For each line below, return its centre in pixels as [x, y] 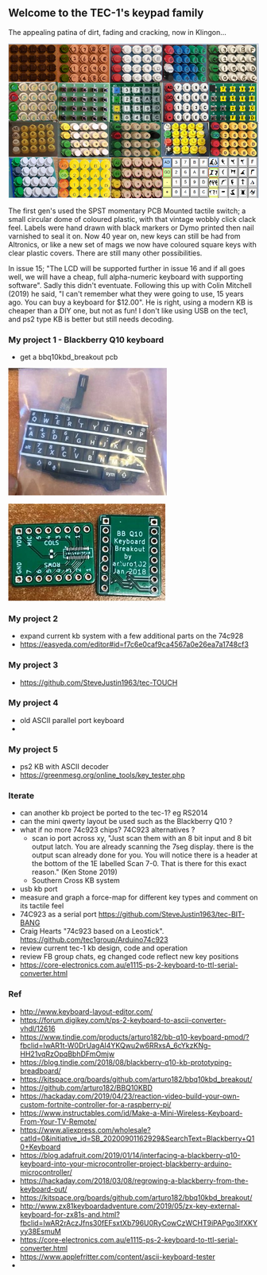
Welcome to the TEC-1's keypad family [106, 13]
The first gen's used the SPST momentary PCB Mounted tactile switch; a [127, 211]
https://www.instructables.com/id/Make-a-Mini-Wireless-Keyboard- [131, 1113]
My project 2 [33, 618]
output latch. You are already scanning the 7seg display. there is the [143, 847]
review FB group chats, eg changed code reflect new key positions [129, 957]
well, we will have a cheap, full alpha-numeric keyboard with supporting [126, 277]
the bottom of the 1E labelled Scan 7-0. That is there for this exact [139, 864]
